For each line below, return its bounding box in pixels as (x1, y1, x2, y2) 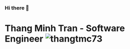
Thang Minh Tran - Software (5, 23, 125, 34)
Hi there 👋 (5, 4, 30, 11)
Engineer (5, 33, 43, 45)
